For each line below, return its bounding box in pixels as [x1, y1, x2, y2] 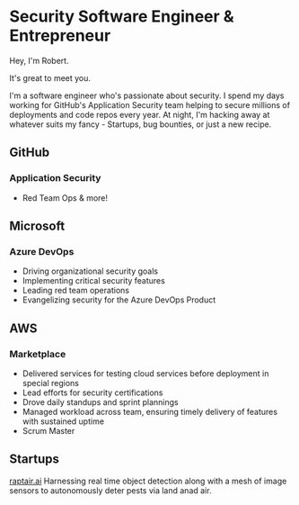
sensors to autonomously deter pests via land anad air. [9, 484, 212, 496]
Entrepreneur [9, 25, 111, 46]
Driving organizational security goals [22, 266, 159, 276]
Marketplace [9, 347, 66, 360]
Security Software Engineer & [9, 6, 235, 27]
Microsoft [9, 219, 66, 234]
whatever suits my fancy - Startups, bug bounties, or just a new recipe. [9, 119, 272, 130]
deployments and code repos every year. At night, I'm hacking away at [9, 109, 270, 120]
